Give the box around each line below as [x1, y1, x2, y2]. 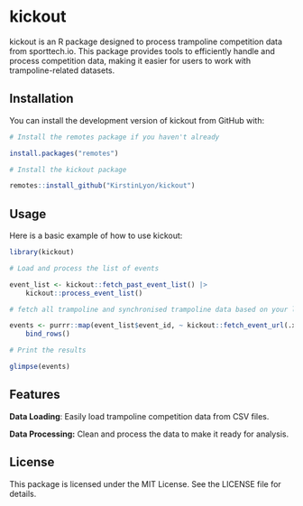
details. [9, 488, 37, 499]
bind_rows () [25, 329, 70, 339]
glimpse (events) [9, 363, 70, 372]
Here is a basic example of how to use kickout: [9, 230, 183, 241]
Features [9, 387, 60, 402]
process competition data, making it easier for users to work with [9, 55, 251, 66]
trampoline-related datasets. [9, 65, 115, 76]
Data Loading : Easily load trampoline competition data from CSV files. [9, 410, 270, 421]
